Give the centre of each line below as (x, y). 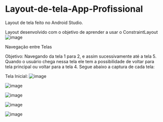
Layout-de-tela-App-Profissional (74, 9)
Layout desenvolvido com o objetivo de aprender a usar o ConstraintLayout (81, 32)
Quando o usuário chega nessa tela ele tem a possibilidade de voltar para (80, 61)
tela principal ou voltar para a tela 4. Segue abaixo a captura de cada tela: (80, 67)
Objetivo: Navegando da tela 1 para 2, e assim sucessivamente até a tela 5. (81, 56)
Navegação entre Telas (29, 47)
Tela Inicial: (16, 76)
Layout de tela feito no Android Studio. (44, 23)
